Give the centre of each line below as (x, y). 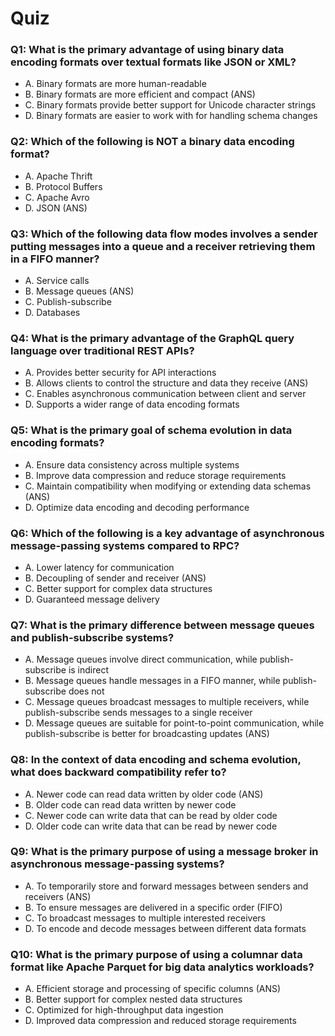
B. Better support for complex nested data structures (133, 999)
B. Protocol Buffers (63, 186)
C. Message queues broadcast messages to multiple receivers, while (167, 702)
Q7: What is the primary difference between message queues (162, 625)
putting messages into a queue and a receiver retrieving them (163, 246)
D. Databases (52, 313)
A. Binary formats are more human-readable (115, 84)
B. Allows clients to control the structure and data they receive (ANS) (166, 383)
